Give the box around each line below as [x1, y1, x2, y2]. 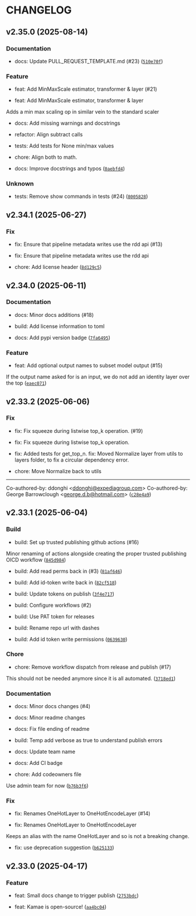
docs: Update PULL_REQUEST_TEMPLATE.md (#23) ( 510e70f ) [14, 57, 163, 64]
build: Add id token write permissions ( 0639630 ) [14, 635, 128, 642]
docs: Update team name [14, 748, 76, 756]
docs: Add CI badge [14, 760, 63, 767]
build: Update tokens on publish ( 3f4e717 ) [14, 590, 115, 597]
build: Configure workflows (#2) [14, 601, 92, 609]
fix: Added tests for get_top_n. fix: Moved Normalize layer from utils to [14, 450, 183, 457]
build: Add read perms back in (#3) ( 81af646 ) [14, 568, 123, 575]
